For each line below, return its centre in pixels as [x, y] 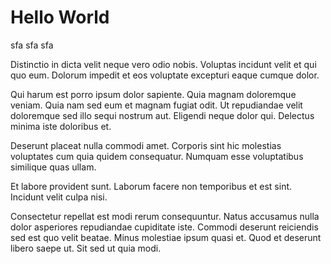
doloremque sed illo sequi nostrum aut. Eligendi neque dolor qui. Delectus [162, 115]
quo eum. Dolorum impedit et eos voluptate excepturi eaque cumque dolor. [165, 75]
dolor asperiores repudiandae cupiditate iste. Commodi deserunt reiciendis [164, 227]
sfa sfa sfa [32, 45]
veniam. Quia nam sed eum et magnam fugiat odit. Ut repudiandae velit [156, 105]
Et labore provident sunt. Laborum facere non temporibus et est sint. [151, 186]
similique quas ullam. [53, 167]
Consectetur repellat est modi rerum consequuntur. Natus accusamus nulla [165, 216]
